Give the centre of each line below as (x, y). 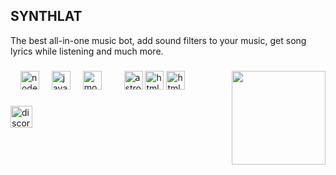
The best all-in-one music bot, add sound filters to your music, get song (158, 40)
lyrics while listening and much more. (87, 51)
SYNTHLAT (46, 16)
